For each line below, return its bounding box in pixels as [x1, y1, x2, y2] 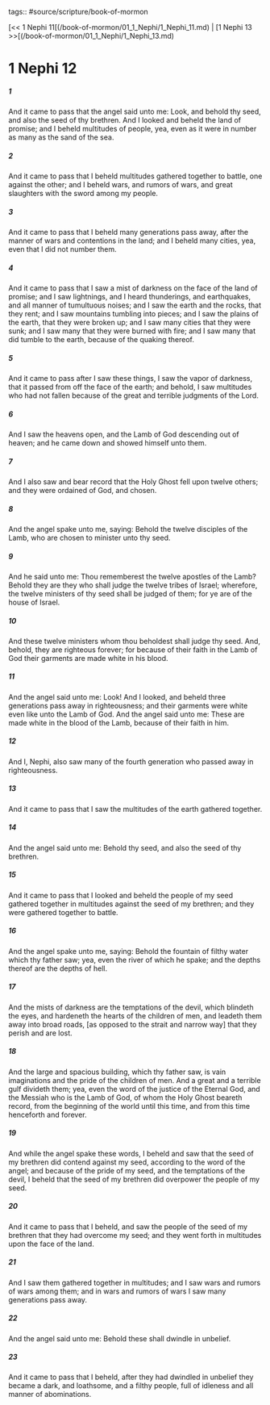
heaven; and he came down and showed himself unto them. [8, 438, 207, 447]
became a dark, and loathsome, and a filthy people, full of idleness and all [8, 1381, 254, 1390]
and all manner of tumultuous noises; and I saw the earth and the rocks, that [8, 300, 262, 310]
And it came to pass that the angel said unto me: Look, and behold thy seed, [8, 107, 262, 116]
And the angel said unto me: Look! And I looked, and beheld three [8, 692, 226, 701]
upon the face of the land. [8, 1239, 94, 1248]
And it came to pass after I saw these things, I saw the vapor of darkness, [8, 374, 252, 383]
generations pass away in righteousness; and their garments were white [8, 700, 248, 710]
